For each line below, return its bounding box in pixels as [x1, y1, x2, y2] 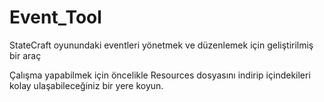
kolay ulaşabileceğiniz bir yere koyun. [9, 79, 164, 91]
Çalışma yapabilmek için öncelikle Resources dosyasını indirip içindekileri [9, 69, 311, 81]
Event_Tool [9, 6, 102, 29]
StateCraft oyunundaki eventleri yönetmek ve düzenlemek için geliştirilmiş [9, 39, 314, 51]
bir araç [9, 49, 42, 61]
